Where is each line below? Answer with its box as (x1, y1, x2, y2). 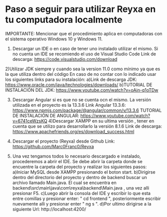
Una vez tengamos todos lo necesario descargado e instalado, (12, 153, 141, 159)
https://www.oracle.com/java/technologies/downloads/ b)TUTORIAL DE (5, 81, 153, 88)
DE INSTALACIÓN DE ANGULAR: (12, 112, 80, 118)
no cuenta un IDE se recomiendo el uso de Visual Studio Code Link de (12, 51, 156, 57)
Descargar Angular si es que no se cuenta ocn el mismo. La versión (12, 96, 151, 103)
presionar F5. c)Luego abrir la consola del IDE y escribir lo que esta (12, 190, 151, 196)
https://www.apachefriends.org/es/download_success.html (12, 128, 135, 134)
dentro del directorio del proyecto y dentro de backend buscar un (12, 174, 147, 180)
